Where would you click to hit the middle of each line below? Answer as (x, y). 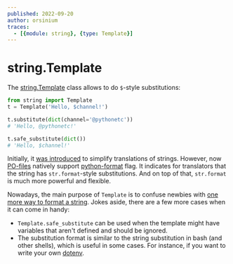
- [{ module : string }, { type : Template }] (73, 33)
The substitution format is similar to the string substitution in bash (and (120, 238)
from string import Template (50, 100)
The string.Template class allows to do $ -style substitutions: (94, 88)
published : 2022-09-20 (40, 14)
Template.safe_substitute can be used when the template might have (118, 223)
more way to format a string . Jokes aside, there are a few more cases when (116, 202)
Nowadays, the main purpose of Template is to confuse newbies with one (113, 194)
